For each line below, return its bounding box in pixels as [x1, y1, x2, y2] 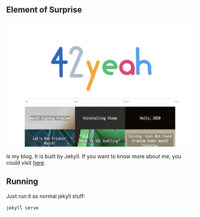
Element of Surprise [6, 5, 82, 15]
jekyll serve [6, 204, 39, 211]
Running [6, 177, 39, 187]
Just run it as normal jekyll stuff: [6, 192, 86, 200]
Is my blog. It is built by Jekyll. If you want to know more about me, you [6, 153, 181, 160]
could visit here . [6, 159, 46, 166]
